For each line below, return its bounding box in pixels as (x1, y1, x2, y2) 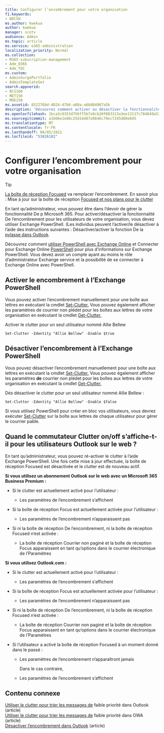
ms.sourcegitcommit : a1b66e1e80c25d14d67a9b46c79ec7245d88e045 (5, 116, 137, 121)
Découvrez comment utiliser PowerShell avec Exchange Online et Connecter (5, 241, 159, 247)
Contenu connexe (5, 689, 61, 697)
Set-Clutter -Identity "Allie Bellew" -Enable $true (5, 331, 115, 336)
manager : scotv (5, 30, 36, 35)
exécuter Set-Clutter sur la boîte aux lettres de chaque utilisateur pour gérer (5, 413, 158, 419)
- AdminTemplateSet (5, 80, 45, 84)
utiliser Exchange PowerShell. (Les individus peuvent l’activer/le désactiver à (5, 222, 159, 227)
